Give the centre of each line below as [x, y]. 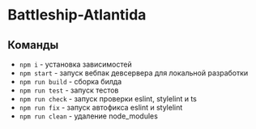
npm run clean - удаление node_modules [89, 116]
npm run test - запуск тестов [69, 90]
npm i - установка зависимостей [75, 64]
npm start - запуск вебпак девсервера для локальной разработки [134, 73]
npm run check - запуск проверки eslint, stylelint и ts [108, 99]
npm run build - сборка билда [70, 82]
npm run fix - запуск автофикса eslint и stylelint [101, 107]
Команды [33, 45]
